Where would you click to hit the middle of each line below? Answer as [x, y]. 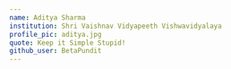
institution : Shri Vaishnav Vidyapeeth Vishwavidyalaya [115, 26]
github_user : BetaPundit [56, 51]
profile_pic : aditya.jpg [56, 34]
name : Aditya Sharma [48, 17]
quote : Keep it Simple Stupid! [68, 43]
